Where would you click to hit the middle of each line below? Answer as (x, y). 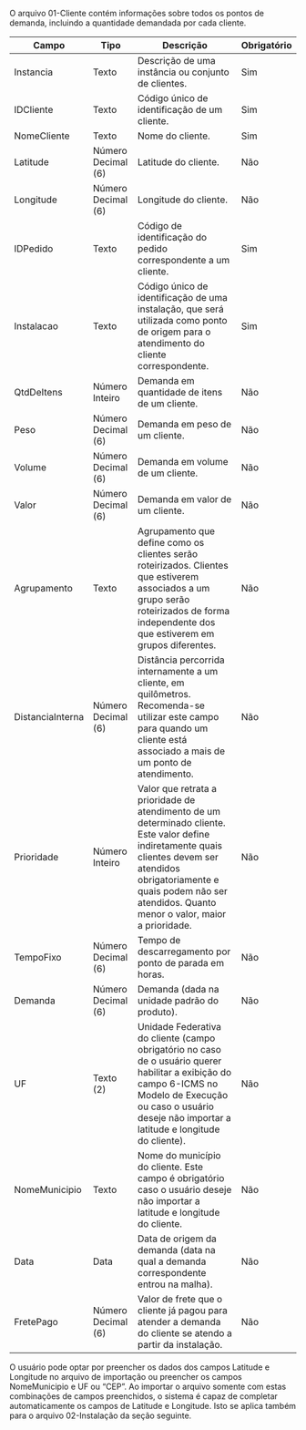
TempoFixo (38, 957)
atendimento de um (179, 812)
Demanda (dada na (179, 989)
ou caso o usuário (176, 1106)
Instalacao (36, 326)
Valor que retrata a (177, 789)
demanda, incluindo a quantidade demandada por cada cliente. (128, 23)
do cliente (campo (177, 1038)
